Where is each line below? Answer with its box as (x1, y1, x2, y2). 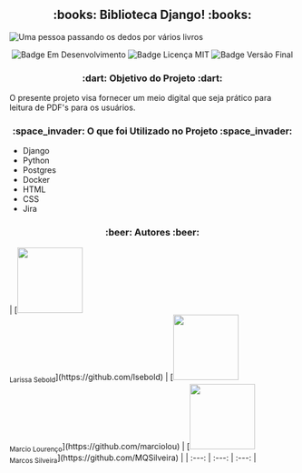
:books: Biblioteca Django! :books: (53, 7, 252, 23)
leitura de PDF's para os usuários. (9, 102, 136, 113)
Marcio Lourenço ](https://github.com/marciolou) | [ (9, 440, 190, 454)
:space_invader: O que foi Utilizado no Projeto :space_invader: (12, 125, 293, 137)
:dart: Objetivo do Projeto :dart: (82, 72, 223, 85)
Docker (22, 175, 51, 186)
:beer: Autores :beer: (105, 226, 200, 239)
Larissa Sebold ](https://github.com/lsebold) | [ (9, 371, 174, 385)
